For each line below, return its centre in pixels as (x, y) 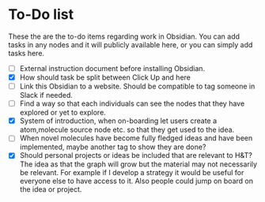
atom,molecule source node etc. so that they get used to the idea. (127, 130)
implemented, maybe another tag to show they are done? (113, 147)
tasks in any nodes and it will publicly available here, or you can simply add (131, 44)
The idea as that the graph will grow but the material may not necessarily (138, 164)
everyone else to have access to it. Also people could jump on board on (136, 181)
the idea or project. (51, 189)
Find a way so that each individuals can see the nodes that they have (132, 103)
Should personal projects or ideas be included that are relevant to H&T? (136, 155)
